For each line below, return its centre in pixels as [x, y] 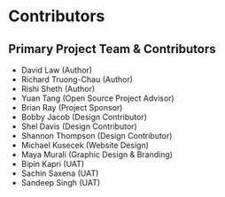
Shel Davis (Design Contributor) [79, 126]
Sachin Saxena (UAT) [60, 173]
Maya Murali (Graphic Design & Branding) [97, 155]
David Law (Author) [57, 70]
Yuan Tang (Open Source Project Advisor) [97, 98]
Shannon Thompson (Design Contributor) [97, 136]
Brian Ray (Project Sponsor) [72, 107]
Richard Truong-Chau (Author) [77, 80]
